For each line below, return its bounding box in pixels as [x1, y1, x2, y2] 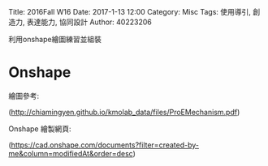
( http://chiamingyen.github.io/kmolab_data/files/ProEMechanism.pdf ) [8, 107, 240, 117]
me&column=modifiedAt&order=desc [8, 148, 133, 158]
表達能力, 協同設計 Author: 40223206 [26, 17, 152, 27]
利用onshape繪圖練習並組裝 [8, 35, 102, 44]
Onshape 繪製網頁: [8, 124, 71, 134]
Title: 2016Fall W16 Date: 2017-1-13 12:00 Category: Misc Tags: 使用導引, [8, 7, 252, 16]
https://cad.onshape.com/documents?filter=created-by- [11, 140, 200, 150]
